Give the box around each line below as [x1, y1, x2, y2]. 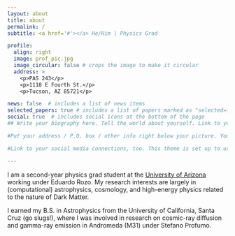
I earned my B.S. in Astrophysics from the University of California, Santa [7, 206, 215, 214]
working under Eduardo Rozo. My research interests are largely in [7, 177, 197, 186]
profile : [7, 43, 33, 50]
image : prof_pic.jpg [13, 55, 73, 63]
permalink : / [7, 23, 45, 30]
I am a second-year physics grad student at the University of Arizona [7, 170, 206, 179]
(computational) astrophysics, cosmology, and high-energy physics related [7, 185, 224, 193]
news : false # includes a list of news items [7, 101, 145, 108]
